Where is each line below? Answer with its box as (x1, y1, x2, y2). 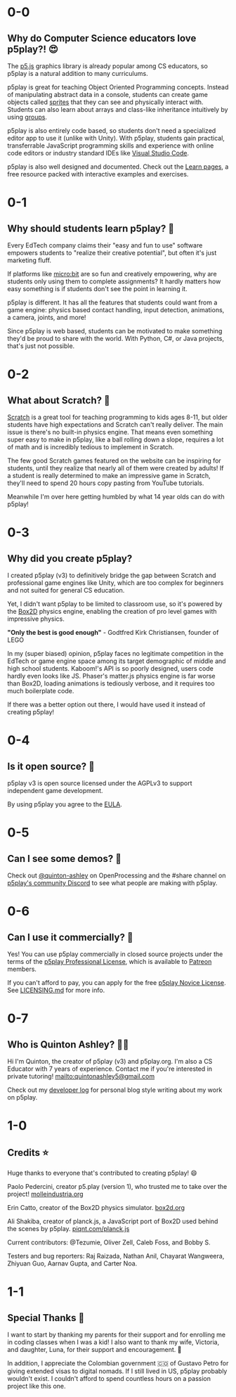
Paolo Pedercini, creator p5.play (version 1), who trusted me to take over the (7, 1183, 228, 1190)
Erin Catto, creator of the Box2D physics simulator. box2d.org (7, 1204, 185, 1211)
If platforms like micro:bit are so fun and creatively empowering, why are (7, 270, 217, 278)
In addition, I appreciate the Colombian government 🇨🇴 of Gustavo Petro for (7, 1359, 229, 1367)
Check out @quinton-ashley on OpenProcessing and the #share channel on (7, 871, 226, 880)
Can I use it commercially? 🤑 (7, 931, 133, 943)
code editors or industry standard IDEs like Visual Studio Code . (7, 149, 190, 157)
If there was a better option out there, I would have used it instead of (7, 700, 206, 709)
